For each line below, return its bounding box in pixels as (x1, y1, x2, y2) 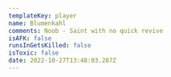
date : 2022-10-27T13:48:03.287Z (8, 57, 116, 65)
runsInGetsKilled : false (8, 42, 92, 50)
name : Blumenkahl (8, 19, 67, 27)
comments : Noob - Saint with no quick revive (8, 26, 163, 34)
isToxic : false (8, 49, 59, 57)
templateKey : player (8, 11, 78, 20)
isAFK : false (8, 34, 52, 43)
